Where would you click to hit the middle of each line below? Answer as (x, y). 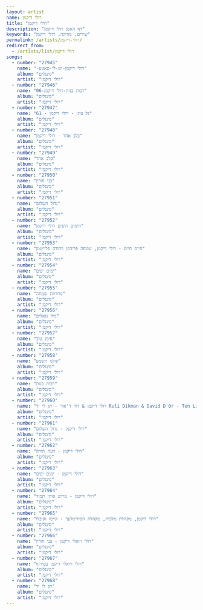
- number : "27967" (35, 558)
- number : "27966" (35, 536)
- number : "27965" (35, 513)
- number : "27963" (35, 468)
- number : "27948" (35, 130)
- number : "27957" (35, 333)
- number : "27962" (35, 446)
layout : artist (25, 12)
